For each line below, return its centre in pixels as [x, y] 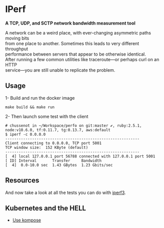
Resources [22, 181]
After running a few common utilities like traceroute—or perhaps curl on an [82, 59]
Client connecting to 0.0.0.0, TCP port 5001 [53, 143]
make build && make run [30, 107]
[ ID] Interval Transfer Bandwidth [53, 161]
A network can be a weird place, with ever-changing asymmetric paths [78, 33]
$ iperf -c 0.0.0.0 [25, 134]
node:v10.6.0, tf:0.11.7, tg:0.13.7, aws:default [58, 130]
